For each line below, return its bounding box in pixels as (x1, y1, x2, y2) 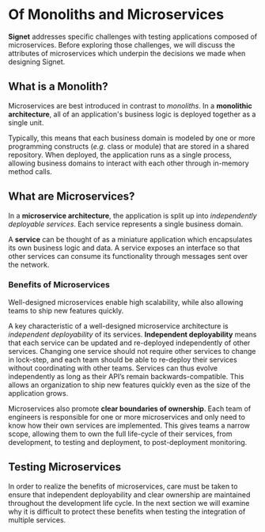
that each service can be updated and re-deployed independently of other (8, 338, 251, 348)
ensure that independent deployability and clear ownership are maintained (8, 489, 251, 500)
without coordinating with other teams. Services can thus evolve (8, 363, 218, 373)
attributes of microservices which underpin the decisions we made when (8, 48, 246, 58)
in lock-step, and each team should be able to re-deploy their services (8, 355, 237, 364)
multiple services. (8, 515, 66, 524)
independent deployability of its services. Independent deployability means (8, 329, 257, 339)
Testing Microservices (8, 461, 121, 474)
